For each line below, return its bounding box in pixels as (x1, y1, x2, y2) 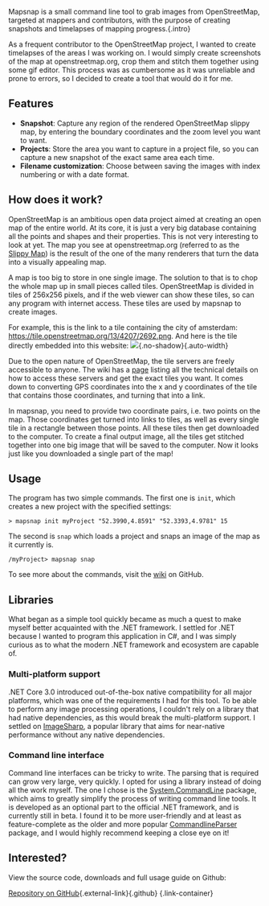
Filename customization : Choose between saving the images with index (19, 161, 261, 171)
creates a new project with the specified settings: (8, 502, 172, 512)
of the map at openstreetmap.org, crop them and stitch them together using (8, 56, 259, 66)
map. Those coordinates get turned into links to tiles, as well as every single (8, 414, 259, 424)
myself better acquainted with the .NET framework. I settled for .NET (8, 623, 235, 632)
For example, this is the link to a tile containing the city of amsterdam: (8, 322, 238, 332)
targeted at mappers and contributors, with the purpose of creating (8, 15, 230, 25)
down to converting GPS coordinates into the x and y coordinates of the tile (8, 381, 258, 391)
